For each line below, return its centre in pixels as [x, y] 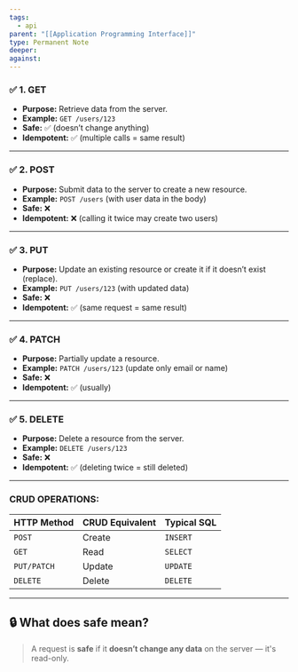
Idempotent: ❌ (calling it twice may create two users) [120, 217]
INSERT [178, 537]
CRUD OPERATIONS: [54, 500]
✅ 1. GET [28, 90]
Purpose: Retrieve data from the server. [95, 109]
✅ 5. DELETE [37, 420]
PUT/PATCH [34, 566]
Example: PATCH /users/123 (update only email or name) [125, 368]
